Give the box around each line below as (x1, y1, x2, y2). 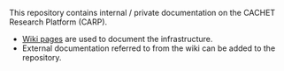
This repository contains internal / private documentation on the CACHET (9, 8, 276, 18)
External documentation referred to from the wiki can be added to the (21, 43, 276, 53)
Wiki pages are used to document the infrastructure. (21, 34, 213, 44)
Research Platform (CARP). (9, 17, 108, 27)
